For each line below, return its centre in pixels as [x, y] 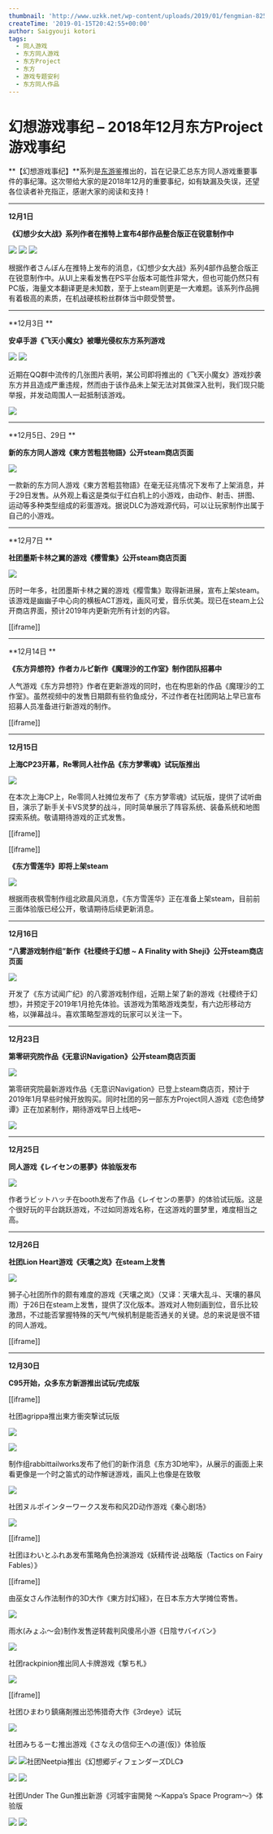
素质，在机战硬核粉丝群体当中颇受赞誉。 [111, 299]
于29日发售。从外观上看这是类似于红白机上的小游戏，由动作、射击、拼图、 [134, 495]
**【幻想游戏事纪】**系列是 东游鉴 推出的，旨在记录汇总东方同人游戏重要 [130, 171]
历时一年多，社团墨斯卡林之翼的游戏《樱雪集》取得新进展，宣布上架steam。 [136, 590]
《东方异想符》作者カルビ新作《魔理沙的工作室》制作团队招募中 [115, 669]
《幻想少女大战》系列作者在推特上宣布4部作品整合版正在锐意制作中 [121, 234]
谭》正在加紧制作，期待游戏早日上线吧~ [75, 1110]
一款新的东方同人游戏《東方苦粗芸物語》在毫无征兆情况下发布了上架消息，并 [136, 485]
